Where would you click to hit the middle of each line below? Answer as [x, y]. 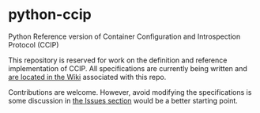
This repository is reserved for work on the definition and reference [118, 60]
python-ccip [50, 15]
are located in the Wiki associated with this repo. [87, 77]
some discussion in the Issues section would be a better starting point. [123, 100]
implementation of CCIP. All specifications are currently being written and [128, 68]
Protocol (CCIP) [34, 44]
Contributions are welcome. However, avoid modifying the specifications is [130, 92]
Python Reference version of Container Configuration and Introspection [124, 36]
